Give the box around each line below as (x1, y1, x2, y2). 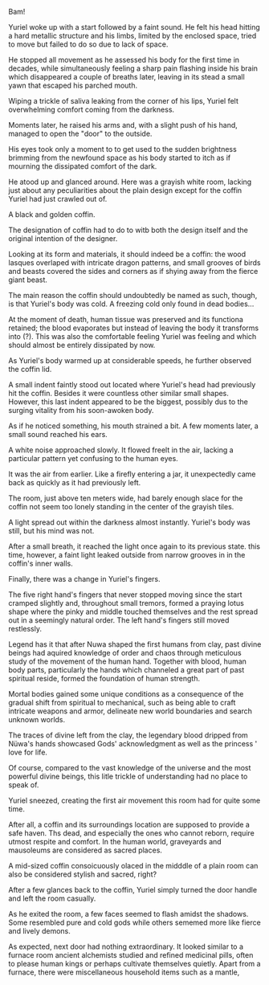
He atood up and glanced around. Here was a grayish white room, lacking (8, 177, 252, 186)
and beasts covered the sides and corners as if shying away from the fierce (8, 267, 259, 276)
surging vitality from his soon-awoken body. (8, 406, 154, 415)
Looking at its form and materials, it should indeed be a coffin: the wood (8, 249, 247, 259)
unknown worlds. (8, 715, 66, 724)
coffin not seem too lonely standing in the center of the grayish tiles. (8, 502, 234, 511)
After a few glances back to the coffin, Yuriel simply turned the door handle (8, 885, 258, 894)
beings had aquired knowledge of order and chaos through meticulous (8, 648, 243, 657)
